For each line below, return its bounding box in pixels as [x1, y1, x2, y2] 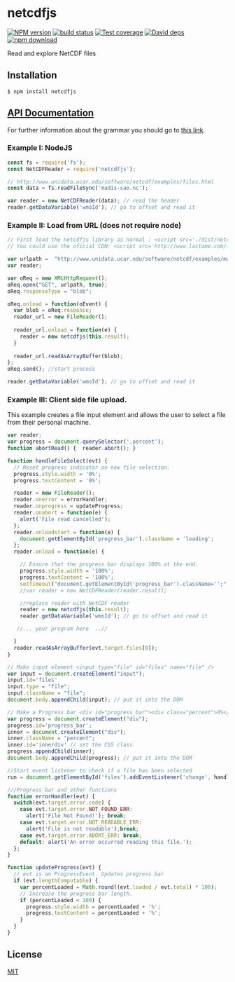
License [7, 948, 43, 961]
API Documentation [7, 107, 94, 119]
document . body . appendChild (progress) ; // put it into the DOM [7, 755, 192, 762]
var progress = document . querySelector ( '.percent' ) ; [7, 438, 164, 446]
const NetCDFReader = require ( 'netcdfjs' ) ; [7, 165, 136, 172]
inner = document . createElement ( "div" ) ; [7, 728, 127, 735]
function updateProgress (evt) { [7, 864, 101, 871]
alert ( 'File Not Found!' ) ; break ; [25, 812, 127, 819]
